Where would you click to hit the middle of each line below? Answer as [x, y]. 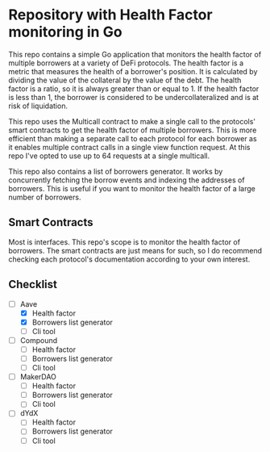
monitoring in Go [65, 32]
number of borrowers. [45, 197]
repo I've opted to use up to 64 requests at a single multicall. [109, 156]
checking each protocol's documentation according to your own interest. [129, 259]
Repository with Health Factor [110, 15]
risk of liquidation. [38, 106]
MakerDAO [38, 377]
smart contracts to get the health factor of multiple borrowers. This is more [133, 130]
